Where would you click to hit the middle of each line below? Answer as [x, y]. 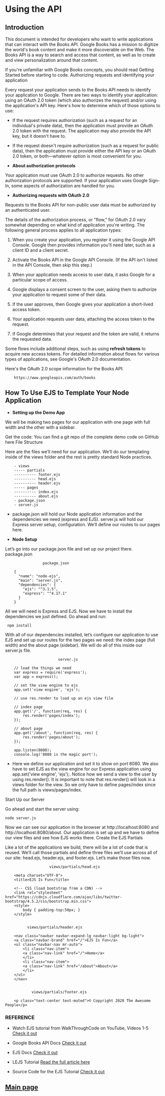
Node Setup [25, 539]
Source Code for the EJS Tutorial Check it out [58, 1072]
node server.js [21, 818]
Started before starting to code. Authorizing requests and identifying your [80, 75]
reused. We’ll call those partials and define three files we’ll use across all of [81, 852]
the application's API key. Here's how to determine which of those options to [83, 105]
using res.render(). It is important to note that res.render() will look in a [83, 779]
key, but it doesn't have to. [39, 136]
